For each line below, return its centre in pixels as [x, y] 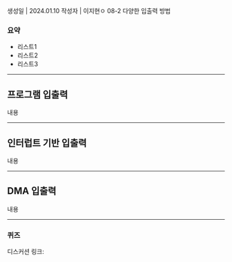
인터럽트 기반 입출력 [47, 143]
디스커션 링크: [26, 252]
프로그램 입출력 [38, 94]
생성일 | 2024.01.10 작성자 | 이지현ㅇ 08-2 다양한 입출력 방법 [89, 11]
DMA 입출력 [32, 191]
